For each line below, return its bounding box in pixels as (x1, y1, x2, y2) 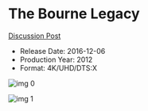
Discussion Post (8, 31, 61, 40)
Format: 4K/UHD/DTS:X (19, 63, 98, 72)
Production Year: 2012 (19, 55, 93, 64)
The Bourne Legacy (8, 5, 141, 23)
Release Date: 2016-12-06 (19, 46, 106, 55)
